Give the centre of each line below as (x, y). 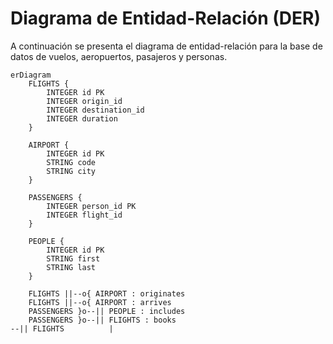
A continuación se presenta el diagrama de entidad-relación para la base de (166, 46)
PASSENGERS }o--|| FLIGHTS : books (102, 320)
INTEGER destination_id (95, 110)
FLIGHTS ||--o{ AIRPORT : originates (107, 293)
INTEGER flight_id (84, 215)
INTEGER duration (82, 118)
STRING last (71, 267)
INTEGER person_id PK (91, 206)
